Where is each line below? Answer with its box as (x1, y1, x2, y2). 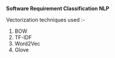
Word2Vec (14, 40, 40, 47)
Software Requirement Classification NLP (6, 5, 110, 12)
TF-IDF (14, 34, 32, 40)
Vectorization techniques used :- (6, 16, 85, 23)
